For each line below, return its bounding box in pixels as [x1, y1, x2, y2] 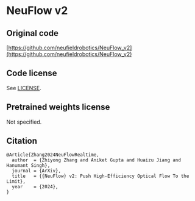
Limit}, [6, 178, 26, 185]
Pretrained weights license [6, 102, 110, 113]
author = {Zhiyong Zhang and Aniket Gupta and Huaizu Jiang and [12, 157, 182, 163]
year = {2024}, [12, 184, 59, 190]
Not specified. [6, 118, 42, 125]
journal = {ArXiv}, [12, 168, 62, 174]
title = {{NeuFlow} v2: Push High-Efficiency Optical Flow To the [12, 173, 190, 180]
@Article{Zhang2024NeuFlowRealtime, [6, 152, 99, 158]
